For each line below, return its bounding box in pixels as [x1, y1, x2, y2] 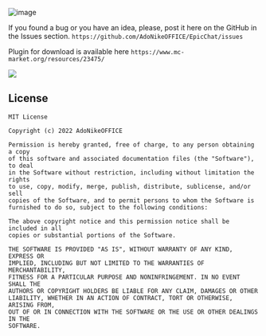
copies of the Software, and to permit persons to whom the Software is [8, 196, 255, 205]
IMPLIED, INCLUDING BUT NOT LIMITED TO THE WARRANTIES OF [8, 259, 205, 267]
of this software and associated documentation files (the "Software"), [8, 154, 255, 162]
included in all [8, 224, 62, 232]
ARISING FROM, [8, 301, 56, 309]
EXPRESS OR [8, 252, 45, 260]
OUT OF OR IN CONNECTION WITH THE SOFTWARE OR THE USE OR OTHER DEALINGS [8, 307, 259, 316]
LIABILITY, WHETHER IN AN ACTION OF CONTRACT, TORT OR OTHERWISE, [8, 294, 233, 302]
